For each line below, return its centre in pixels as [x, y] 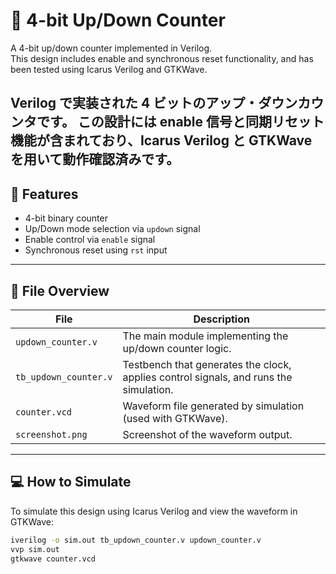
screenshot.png [51, 434]
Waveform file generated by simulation [213, 406]
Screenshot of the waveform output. [207, 434]
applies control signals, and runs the [207, 377]
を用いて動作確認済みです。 [95, 159]
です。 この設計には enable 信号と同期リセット [180, 122]
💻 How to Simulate [71, 482]
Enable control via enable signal [90, 240]
